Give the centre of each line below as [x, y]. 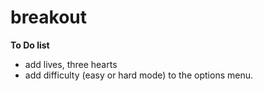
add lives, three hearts [71, 64]
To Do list [30, 45]
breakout [49, 17]
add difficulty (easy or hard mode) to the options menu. [138, 75]
